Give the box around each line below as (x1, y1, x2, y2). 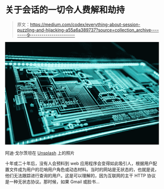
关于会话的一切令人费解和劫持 (5, 4, 125, 16)
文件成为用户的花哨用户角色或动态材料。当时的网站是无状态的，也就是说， (9, 167, 159, 172)
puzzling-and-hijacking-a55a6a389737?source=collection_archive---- (17, 27, 159, 33)
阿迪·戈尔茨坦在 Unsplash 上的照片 (5, 150, 75, 156)
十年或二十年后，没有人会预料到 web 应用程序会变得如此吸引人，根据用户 (5, 160, 153, 166)
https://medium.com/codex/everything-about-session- (30, 21, 141, 27)
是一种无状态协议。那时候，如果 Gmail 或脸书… (5, 179, 100, 185)
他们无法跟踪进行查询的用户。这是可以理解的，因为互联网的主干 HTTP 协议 (5, 172, 156, 178)
